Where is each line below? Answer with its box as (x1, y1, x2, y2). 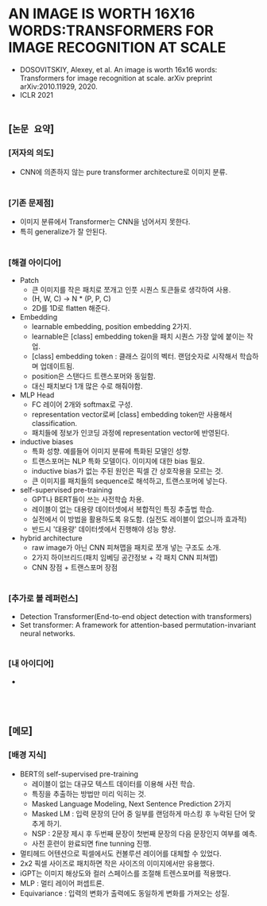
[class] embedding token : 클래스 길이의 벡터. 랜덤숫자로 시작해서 (31, 351, 238, 362)
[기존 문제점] (8, 197, 54, 208)
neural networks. (19, 629, 75, 638)
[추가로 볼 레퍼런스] (8, 593, 79, 604)
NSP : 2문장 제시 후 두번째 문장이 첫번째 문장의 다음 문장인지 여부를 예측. (31, 828, 257, 838)
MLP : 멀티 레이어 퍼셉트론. (19, 878, 105, 888)
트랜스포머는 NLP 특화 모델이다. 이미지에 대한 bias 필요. (31, 456, 205, 466)
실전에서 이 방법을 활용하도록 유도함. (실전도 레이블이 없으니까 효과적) (31, 514, 247, 525)
